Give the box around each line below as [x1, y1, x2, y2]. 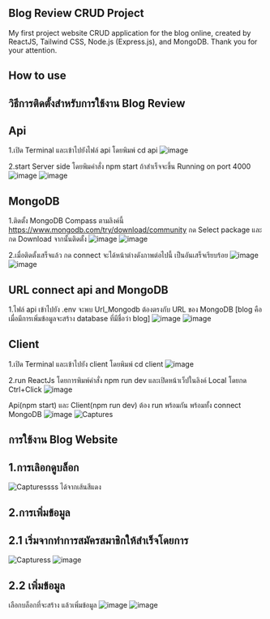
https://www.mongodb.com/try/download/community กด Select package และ [8, 225, 263, 234]
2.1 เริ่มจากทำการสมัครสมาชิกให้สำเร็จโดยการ [8, 533, 189, 547]
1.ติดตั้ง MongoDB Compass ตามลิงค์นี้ [8, 216, 124, 226]
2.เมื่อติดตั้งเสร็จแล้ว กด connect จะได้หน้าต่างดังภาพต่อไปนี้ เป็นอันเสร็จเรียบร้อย [8, 251, 229, 260]
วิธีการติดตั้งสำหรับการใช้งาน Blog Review [8, 97, 186, 110]
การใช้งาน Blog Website [8, 433, 118, 447]
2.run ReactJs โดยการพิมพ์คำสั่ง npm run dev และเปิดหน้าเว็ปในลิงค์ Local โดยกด [8, 375, 247, 385]
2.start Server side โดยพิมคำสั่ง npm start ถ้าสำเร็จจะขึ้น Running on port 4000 [8, 161, 251, 171]
